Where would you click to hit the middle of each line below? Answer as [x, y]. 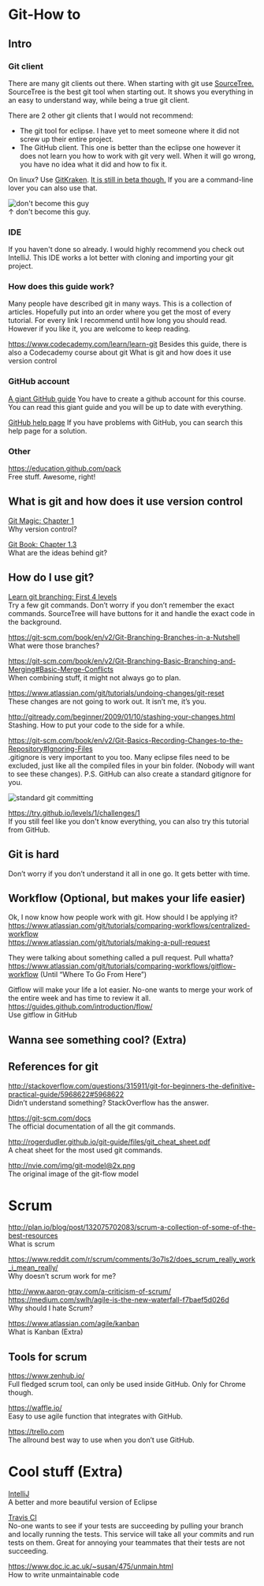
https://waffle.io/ [35, 1408]
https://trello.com [36, 1432]
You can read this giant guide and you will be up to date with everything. [125, 407]
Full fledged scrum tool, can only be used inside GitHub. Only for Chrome [127, 1385]
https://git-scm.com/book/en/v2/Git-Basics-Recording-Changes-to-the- [126, 740]
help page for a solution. [48, 430]
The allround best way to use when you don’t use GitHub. [101, 1440]
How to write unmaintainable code [64, 1575]
